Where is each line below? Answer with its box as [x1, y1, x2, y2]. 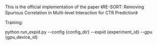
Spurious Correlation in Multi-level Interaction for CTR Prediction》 [5, 10, 138, 16]
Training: [5, 20, 23, 25]
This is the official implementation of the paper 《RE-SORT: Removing [5, 4, 144, 10]
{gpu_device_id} [5, 34, 38, 40]
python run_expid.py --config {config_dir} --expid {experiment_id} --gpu [5, 29, 153, 35]
